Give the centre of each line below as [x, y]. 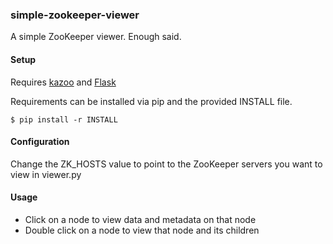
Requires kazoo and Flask [63, 82]
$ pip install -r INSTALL [64, 119]
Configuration [40, 142]
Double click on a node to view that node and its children [142, 230]
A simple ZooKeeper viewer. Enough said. [96, 37]
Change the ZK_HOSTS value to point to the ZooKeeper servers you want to [166, 164]
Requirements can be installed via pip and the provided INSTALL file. [151, 101]
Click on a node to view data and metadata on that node [140, 219]
